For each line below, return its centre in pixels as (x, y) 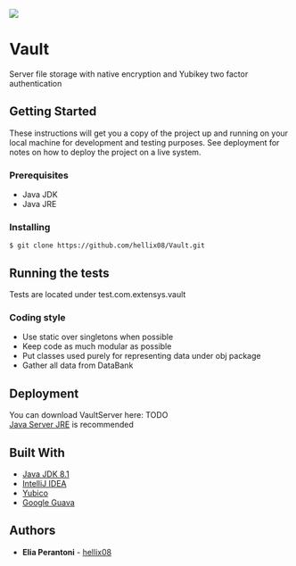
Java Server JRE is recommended (71, 425)
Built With (37, 452)
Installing (30, 227)
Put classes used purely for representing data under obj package (141, 356)
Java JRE (39, 204)
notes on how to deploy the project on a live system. (105, 152)
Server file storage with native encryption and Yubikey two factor (129, 74)
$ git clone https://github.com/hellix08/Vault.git (107, 246)
